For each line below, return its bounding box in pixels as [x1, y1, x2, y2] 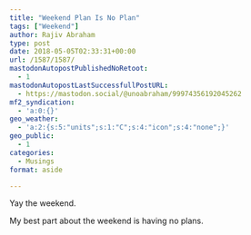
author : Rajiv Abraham [9, 30, 95, 39]
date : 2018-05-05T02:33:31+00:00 [9, 47, 136, 56]
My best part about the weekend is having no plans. [9, 215, 204, 227]
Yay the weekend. [9, 198, 76, 209]
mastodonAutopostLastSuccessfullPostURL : [9, 81, 169, 90]
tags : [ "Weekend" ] [9, 22, 79, 31]
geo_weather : [9, 114, 59, 123]
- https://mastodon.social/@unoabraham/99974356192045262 [17, 89, 243, 98]
